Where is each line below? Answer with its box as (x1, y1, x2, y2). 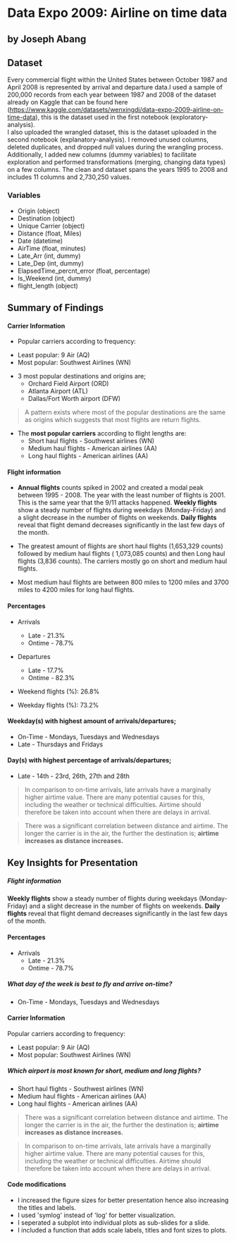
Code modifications (7, 1180, 67, 1189)
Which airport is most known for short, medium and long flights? (7, 1066, 201, 1075)
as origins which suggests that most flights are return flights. (24, 416, 201, 424)
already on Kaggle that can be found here (7, 98, 128, 106)
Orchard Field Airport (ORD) (27, 379, 109, 388)
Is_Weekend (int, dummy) (17, 273, 92, 283)
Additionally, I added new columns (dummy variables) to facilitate (7, 150, 197, 159)
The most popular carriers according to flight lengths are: (17, 429, 187, 438)
